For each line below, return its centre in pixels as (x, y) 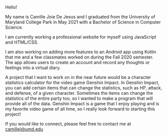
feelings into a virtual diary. (33, 68)
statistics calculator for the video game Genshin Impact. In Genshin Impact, (82, 82)
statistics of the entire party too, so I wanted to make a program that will (79, 98)
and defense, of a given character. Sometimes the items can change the (79, 93)
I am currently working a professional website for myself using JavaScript (81, 37)
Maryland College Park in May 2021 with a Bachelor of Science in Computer (83, 22)
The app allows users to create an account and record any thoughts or (78, 62)
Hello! (11, 7)
